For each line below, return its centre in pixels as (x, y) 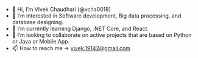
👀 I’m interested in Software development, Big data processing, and (97, 16)
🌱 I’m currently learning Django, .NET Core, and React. (80, 28)
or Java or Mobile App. (41, 41)
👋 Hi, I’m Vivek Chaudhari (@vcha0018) (62, 9)
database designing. (38, 22)
